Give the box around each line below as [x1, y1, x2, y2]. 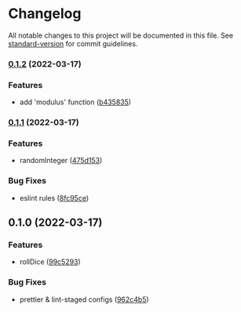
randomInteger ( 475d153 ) [19, 156, 103, 165]
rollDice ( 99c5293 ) [19, 257, 81, 267]
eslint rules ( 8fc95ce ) [19, 193, 89, 202]
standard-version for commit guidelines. [8, 38, 138, 48]
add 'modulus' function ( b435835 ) [19, 97, 132, 107]
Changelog [8, 5, 82, 23]
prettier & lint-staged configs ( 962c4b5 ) [19, 295, 149, 304]
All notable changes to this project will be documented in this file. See [8, 31, 234, 40]
